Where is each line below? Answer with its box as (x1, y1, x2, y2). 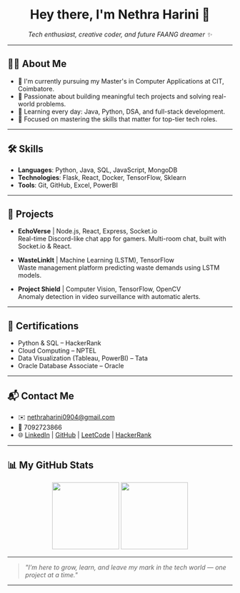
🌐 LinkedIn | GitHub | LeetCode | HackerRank (17, 431, 152, 439)
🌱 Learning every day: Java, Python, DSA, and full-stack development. (17, 107, 226, 116)
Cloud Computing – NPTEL (17, 346, 96, 355)
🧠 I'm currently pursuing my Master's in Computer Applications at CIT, (17, 76, 224, 85)
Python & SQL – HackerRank (17, 339, 101, 348)
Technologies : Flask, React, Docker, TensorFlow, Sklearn (17, 173, 187, 181)
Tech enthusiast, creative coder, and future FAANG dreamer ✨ (28, 30, 212, 39)
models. (17, 271, 42, 280)
